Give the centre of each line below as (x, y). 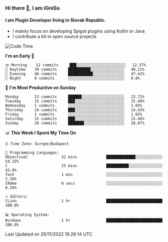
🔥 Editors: (17, 197)
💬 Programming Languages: (32, 153)
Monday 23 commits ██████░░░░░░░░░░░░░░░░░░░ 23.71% (75, 97)
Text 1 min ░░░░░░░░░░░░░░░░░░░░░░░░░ (84, 175)
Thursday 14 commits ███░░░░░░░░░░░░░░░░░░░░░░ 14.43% (75, 110)
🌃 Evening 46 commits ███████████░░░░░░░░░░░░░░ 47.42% (75, 74)
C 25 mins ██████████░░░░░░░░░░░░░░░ (84, 166)
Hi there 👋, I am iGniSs (33, 8)
